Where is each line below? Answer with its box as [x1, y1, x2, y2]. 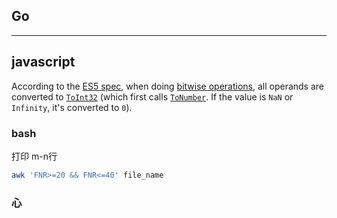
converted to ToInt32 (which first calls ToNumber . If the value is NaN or [11, 90, 294, 103]
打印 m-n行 [11, 150, 58, 162]
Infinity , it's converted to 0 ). [11, 101, 133, 113]
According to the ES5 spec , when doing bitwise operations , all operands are [11, 80, 325, 92]
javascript [11, 54, 76, 71]
